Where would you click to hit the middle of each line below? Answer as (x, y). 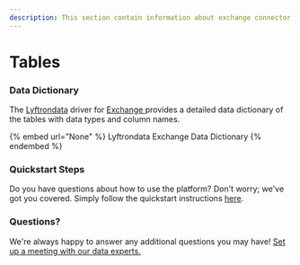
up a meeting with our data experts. (75, 251)
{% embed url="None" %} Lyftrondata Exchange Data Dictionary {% (136, 137)
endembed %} (36, 146)
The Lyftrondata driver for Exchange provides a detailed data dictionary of (146, 110)
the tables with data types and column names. (95, 119)
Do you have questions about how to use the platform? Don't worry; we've (147, 189)
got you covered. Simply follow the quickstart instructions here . (127, 199)
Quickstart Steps (47, 170)
